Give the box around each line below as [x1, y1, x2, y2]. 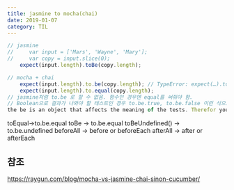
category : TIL [7, 23, 49, 30]
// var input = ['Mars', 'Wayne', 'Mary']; [7, 49, 148, 56]
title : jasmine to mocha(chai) [7, 10, 98, 17]
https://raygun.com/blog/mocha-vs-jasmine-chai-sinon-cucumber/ [7, 175, 201, 183]
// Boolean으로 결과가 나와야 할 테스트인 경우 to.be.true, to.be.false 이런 [7, 100, 214, 107]
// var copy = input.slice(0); [7, 55, 111, 63]
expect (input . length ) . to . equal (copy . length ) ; [19, 87, 155, 94]
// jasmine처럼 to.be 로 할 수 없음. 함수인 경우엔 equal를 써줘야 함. [7, 93, 193, 101]
